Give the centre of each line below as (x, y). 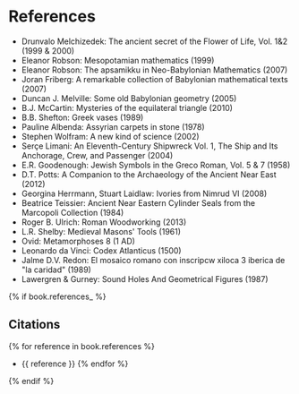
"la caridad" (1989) (56, 270)
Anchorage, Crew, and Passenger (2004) (97, 155)
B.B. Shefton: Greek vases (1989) (82, 117)
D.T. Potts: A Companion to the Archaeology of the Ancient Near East (149, 174)
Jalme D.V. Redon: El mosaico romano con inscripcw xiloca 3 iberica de (153, 260)
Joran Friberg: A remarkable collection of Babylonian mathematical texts (154, 79)
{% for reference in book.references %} (82, 346)
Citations (34, 325)
